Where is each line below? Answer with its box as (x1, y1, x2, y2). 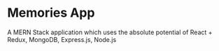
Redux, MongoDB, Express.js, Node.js (7, 35, 117, 43)
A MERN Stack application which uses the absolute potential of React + (7, 28, 213, 36)
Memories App (7, 5, 95, 21)
